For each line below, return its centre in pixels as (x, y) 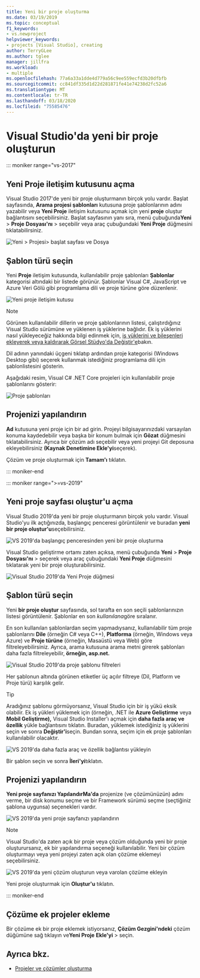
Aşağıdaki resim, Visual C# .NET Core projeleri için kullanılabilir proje (90, 378)
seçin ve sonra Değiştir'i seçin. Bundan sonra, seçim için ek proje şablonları (99, 731)
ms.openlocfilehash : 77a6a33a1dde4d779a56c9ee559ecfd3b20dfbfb (87, 78)
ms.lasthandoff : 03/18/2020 (41, 101)
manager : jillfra (28, 62)
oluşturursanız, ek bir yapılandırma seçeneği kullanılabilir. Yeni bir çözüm (96, 848)
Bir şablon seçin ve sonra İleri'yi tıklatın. (55, 761)
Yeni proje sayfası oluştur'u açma (70, 502)
